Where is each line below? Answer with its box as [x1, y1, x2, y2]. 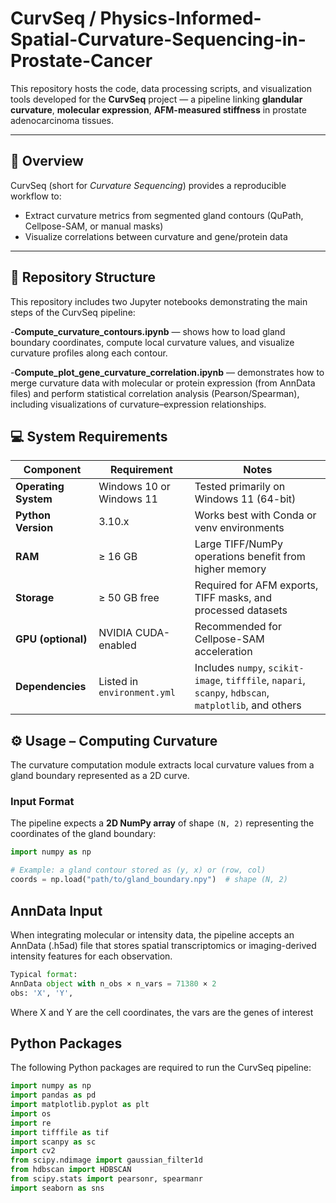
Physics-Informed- [99, 7, 262, 30]
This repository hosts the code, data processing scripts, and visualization [10, 82, 313, 94]
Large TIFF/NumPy [194, 537, 283, 551]
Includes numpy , [194, 661, 267, 675]
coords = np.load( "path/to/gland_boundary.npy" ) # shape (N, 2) [10, 875, 288, 885]
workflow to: [10, 190, 62, 202]
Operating [15, 480, 65, 494]
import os [10, 1108, 52, 1119]
